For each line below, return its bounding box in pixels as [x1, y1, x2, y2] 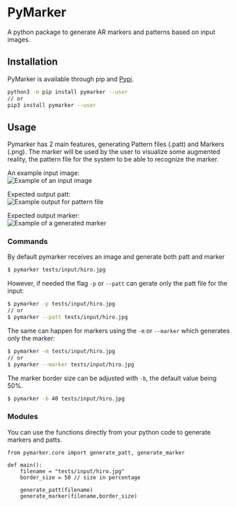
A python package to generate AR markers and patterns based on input [7, 28, 216, 36]
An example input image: [7, 169, 80, 177]
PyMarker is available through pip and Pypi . [7, 74, 134, 83]
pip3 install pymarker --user [7, 101, 97, 108]
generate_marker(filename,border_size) [20, 492, 138, 500]
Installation [7, 56, 58, 68]
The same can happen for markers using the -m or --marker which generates [7, 326, 230, 335]
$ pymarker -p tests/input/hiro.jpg [7, 301, 115, 308]
